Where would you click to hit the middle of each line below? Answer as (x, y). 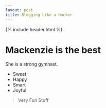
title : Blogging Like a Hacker (39, 15)
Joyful (20, 91)
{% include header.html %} (34, 29)
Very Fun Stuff (33, 100)
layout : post (19, 10)
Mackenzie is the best (53, 50)
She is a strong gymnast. (32, 64)
